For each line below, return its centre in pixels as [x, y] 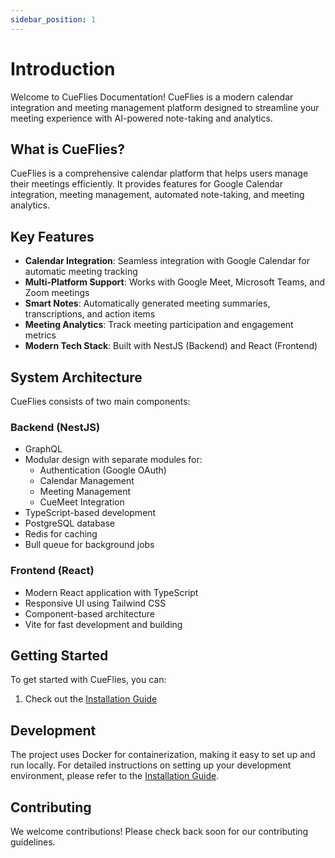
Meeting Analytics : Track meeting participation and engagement [159, 325]
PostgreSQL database [70, 523]
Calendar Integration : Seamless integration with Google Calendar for [167, 261]
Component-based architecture [89, 613]
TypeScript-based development [90, 513]
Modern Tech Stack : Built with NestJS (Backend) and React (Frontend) [171, 346]
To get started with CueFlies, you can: [88, 680]
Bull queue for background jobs [89, 545]
